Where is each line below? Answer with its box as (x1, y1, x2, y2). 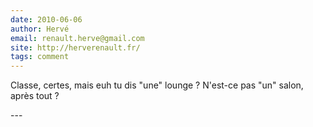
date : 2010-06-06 (10, 14, 83, 25)
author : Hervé (10, 24, 70, 34)
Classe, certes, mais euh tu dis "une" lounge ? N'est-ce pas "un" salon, (10, 79, 304, 91)
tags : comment (10, 52, 70, 62)
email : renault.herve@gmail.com (10, 33, 145, 43)
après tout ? (10, 90, 60, 102)
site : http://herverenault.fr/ (10, 42, 141, 53)
